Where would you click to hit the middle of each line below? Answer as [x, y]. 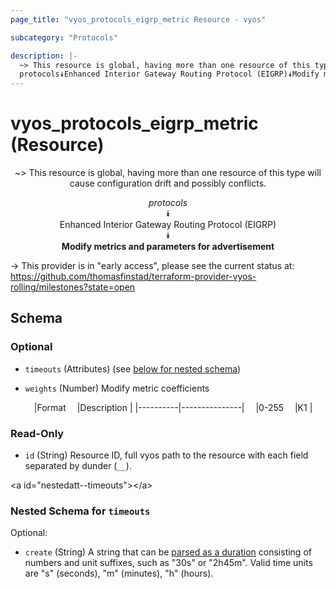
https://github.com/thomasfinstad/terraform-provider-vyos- [133, 277]
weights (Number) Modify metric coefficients [117, 388]
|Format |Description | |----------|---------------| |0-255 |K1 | [173, 407]
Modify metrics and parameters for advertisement [168, 247]
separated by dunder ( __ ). [78, 466]
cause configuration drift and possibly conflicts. [168, 183]
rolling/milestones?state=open [73, 287]
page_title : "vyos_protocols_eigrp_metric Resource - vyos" [138, 19]
